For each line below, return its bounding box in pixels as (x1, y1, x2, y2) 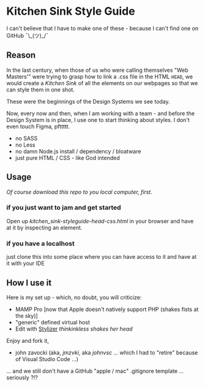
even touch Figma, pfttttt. (6, 123, 70, 130)
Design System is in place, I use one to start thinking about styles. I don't (6, 116, 190, 123)
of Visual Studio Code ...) (15, 355, 78, 362)
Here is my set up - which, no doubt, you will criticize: (6, 293, 142, 301)
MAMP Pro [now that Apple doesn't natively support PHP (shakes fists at (15, 305, 199, 313)
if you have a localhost (6, 239, 75, 248)
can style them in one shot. (6, 86, 75, 93)
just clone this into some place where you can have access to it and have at (6, 253, 197, 261)
